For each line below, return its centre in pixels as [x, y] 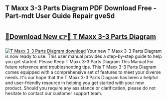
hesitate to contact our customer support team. [54, 93]
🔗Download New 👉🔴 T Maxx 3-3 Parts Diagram [81, 37]
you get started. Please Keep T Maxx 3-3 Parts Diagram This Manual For [80, 61]
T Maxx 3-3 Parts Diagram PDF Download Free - [81, 8]
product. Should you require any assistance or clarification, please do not [81, 88]
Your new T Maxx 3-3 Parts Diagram [124, 51]
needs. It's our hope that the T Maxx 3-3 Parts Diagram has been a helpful [82, 77]
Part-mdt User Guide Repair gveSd [60, 16]
